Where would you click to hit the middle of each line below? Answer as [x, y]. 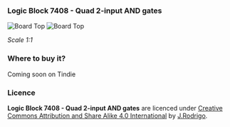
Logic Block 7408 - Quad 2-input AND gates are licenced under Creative [115, 108]
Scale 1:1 [20, 40]
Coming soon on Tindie [42, 74]
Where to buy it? [37, 59]
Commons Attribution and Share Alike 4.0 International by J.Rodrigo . [108, 116]
